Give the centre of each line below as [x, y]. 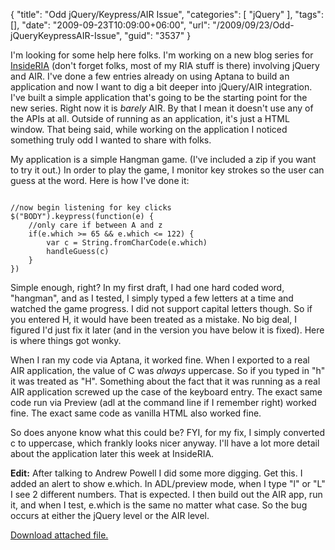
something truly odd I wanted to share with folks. [111, 140]
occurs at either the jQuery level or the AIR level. [110, 515]
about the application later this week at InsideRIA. [112, 453]
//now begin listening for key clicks [91, 208]
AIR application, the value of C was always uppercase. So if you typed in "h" [168, 370]
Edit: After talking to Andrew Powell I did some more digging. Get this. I [156, 473]
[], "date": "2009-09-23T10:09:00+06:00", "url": [110, 25]
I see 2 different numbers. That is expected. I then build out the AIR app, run [166, 494]
